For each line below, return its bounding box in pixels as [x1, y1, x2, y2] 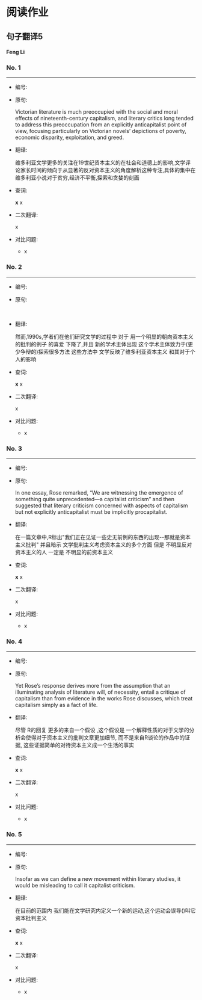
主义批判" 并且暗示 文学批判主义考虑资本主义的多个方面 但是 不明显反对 [14, 541, 192, 548]
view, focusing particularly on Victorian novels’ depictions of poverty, [14, 128, 186, 135]
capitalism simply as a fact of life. [14, 702, 98, 709]
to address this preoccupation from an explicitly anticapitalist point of [14, 121, 187, 128]
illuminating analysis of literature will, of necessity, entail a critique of [14, 688, 186, 696]
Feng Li [6, 49, 25, 56]
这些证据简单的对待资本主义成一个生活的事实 [23, 741, 134, 749]
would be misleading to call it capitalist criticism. [14, 881, 135, 889]
